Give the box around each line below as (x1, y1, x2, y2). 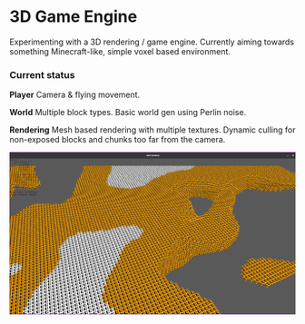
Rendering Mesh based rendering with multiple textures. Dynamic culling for (9, 124, 296, 135)
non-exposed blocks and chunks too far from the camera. (9, 134, 226, 145)
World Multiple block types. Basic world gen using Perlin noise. (9, 107, 247, 118)
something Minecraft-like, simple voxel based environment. (9, 45, 231, 56)
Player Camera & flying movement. (9, 89, 141, 101)
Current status (9, 68, 75, 81)
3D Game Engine (9, 6, 138, 27)
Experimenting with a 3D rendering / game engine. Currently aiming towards (9, 36, 295, 47)
